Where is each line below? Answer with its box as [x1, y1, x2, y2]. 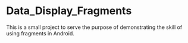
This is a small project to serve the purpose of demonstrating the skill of [6, 24, 183, 31]
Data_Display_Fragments [6, 4, 132, 18]
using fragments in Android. [6, 29, 74, 37]
